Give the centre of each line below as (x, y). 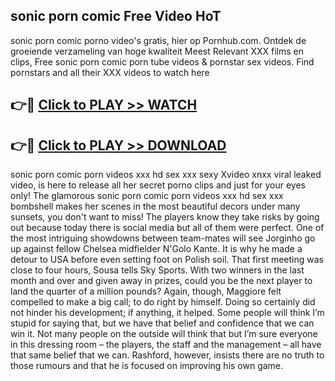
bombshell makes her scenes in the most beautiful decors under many (155, 206)
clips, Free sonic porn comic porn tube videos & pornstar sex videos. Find (162, 61)
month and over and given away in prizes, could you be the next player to (161, 281)
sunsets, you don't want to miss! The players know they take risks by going (165, 217)
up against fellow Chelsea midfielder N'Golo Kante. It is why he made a (156, 249)
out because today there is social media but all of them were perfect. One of (167, 228)
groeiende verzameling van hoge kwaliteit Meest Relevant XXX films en (157, 51)
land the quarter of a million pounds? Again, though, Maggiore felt (146, 291)
